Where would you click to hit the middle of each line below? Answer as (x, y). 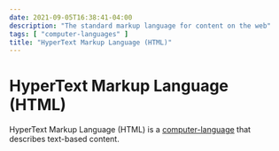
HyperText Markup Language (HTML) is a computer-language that (130, 130)
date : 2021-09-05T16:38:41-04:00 (71, 17)
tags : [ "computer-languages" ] (69, 34)
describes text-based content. (64, 139)
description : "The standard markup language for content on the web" (140, 26)
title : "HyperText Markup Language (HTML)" (91, 42)
